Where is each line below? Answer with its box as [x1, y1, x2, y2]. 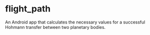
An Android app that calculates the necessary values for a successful [5, 19, 146, 25]
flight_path [5, 3, 50, 14]
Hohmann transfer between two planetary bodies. [5, 24, 106, 30]
